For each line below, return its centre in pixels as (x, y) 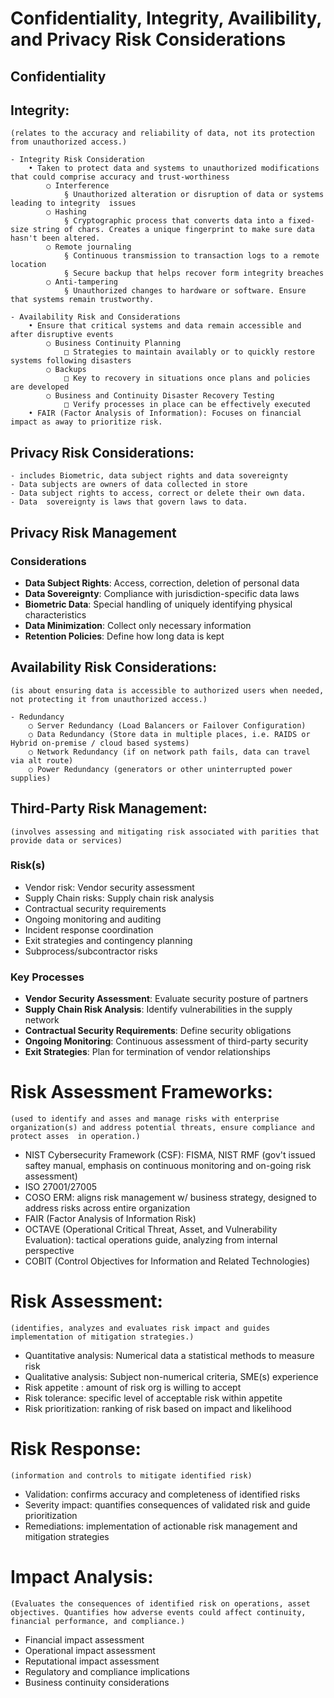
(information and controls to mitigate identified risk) (131, 1475)
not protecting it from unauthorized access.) (109, 699)
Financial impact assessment (84, 1639)
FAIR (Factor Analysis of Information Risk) (110, 1219)
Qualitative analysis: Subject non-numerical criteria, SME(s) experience (171, 1376)
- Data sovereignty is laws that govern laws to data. (129, 502)
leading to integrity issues (73, 203)
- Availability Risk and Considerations (96, 317)
